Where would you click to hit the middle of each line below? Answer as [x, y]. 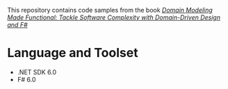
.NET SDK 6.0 [37, 72]
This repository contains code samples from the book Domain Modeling [110, 10]
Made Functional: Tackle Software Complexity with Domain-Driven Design [114, 17]
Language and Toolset [73, 53]
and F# [17, 25]
